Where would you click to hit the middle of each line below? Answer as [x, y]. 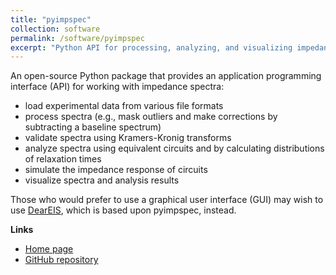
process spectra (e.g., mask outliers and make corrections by [151, 117]
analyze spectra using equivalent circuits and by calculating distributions [174, 148]
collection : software [55, 29]
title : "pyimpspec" [51, 19]
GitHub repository [61, 260]
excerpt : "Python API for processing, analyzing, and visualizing [151, 47]
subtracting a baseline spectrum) [93, 127]
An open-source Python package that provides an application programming [166, 76]
